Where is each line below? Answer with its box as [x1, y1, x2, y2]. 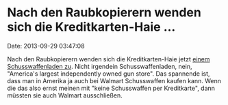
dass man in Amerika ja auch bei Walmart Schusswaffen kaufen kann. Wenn [7, 76, 221, 85]
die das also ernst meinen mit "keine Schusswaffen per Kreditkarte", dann [7, 84, 216, 92]
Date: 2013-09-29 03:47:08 [7, 42, 85, 50]
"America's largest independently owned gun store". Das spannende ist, [7, 70, 210, 78]
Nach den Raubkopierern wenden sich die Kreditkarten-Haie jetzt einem [7, 55, 210, 63]
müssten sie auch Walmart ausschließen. [7, 91, 123, 100]
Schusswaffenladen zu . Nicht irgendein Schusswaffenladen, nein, [7, 62, 193, 70]
